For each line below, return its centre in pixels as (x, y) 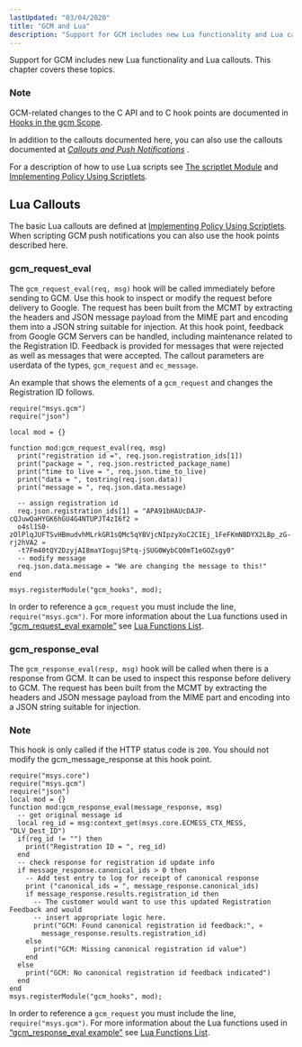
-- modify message (52, 558)
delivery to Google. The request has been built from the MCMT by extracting (151, 307)
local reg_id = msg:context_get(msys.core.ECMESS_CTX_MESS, (132, 824)
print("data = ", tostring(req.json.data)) (100, 479)
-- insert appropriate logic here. (100, 918)
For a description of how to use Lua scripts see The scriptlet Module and (144, 167)
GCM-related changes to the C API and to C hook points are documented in (149, 113)
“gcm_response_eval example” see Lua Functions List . (110, 1033)
